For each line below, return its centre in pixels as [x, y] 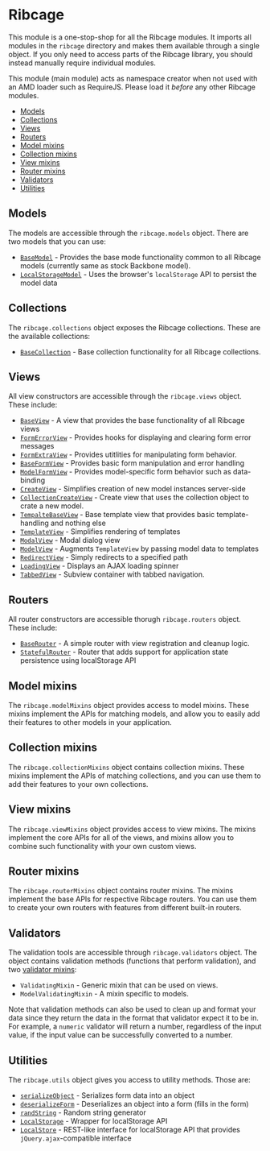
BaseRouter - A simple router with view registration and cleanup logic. [135, 644]
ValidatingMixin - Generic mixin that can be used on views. [119, 985]
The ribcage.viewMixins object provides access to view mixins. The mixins [132, 829]
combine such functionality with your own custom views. [102, 846]
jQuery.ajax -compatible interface [76, 1138]
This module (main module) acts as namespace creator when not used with [133, 78]
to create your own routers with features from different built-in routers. [125, 908]
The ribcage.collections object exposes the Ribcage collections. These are [135, 327]
